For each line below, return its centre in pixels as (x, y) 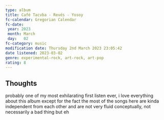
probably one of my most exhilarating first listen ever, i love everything (79, 96)
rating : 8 (16, 63)
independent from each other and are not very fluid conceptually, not (78, 107)
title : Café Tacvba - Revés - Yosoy (44, 15)
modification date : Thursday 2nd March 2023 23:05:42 (64, 48)
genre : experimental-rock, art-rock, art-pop (54, 58)
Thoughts (21, 83)
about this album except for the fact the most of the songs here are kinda (82, 101)
